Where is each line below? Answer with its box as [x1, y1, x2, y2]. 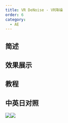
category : [5, 17, 26, 22]
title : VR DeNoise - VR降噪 [5, 7, 63, 13]
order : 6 [5, 12, 24, 17]
